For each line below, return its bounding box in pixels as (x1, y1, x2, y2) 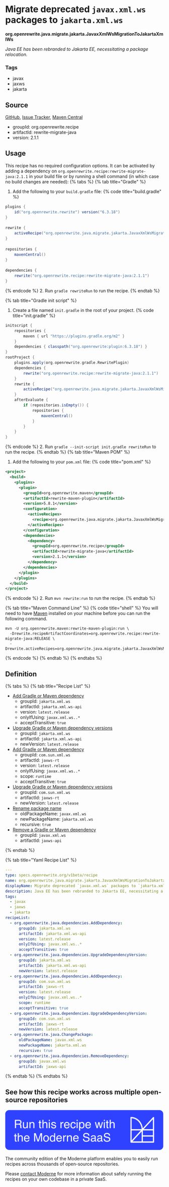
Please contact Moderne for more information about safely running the (5, 1170, 152, 1176)
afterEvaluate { (14, 397, 49, 403)
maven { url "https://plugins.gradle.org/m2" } (23, 334, 125, 339)
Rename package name (12, 805, 62, 811)
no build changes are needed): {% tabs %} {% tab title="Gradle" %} (5, 178, 146, 184)
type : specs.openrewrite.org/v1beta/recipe (5, 873, 98, 878)
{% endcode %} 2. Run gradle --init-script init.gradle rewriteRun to (5, 444, 156, 450)
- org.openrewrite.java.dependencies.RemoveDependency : (10, 1053, 129, 1058)
